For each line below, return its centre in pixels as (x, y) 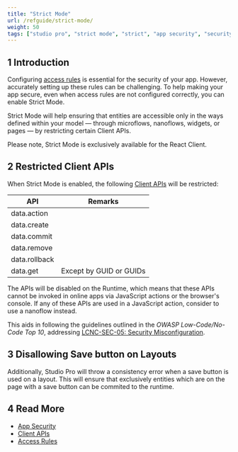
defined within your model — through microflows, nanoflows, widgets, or (114, 123)
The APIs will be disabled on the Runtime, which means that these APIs (111, 288)
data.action (29, 213)
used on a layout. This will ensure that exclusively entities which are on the (116, 379)
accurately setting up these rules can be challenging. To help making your (115, 87)
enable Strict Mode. (36, 102)
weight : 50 (23, 27)
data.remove (32, 247)
